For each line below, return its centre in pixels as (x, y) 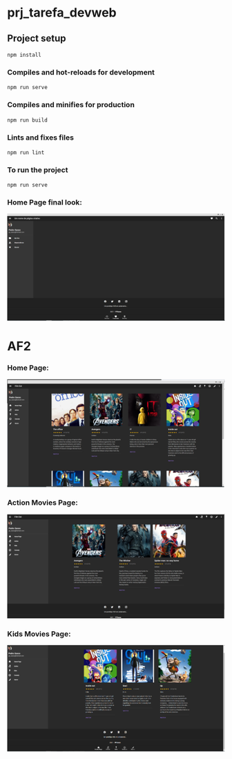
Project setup (37, 38)
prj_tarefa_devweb (62, 13)
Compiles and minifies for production (71, 105)
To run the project (38, 169)
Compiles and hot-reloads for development (81, 72)
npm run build (28, 120)
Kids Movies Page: (39, 634)
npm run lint (26, 152)
